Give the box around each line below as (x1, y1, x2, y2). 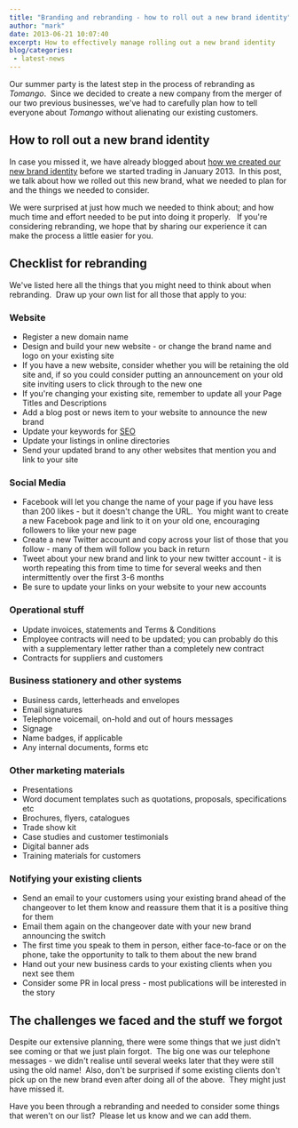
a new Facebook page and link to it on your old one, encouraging (21, 516, 260, 526)
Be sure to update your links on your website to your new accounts (21, 581, 267, 592)
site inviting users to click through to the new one (21, 379, 202, 389)
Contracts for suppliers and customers (21, 652, 164, 663)
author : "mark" (9, 21, 66, 30)
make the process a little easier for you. (9, 230, 153, 241)
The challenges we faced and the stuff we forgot (9, 1012, 283, 1028)
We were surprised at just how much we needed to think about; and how (9, 202, 275, 212)
